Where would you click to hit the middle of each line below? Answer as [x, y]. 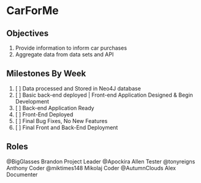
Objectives [28, 33]
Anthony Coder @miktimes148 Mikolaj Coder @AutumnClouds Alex [91, 168]
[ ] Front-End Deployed [44, 114]
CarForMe [33, 11]
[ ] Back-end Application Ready [55, 108]
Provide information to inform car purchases [71, 48]
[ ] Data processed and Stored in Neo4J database [78, 88]
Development [32, 101]
